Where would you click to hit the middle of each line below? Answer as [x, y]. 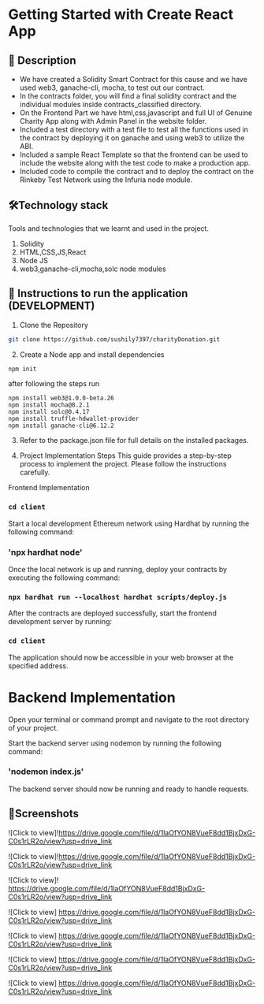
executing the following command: [64, 578]
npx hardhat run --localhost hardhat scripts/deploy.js [117, 597]
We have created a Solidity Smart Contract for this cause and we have [134, 79]
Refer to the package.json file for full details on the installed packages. [134, 441]
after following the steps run [54, 384]
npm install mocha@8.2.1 [49, 405]
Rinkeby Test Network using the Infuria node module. [106, 180]
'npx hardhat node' [45, 552]
